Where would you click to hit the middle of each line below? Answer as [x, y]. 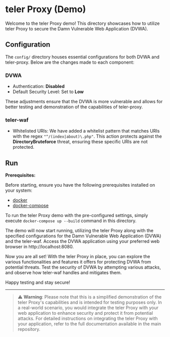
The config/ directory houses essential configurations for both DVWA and [82, 57]
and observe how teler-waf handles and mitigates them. [63, 273]
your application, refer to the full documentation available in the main [89, 324]
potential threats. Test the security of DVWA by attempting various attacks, [83, 267]
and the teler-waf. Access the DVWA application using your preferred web [82, 241]
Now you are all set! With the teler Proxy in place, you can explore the [78, 257]
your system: [19, 190]
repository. [29, 329]
